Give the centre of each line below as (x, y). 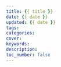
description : (22, 50)
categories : (20, 33)
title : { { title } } (30, 11)
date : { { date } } (27, 17)
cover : (14, 38)
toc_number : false (28, 55)
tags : (12, 28)
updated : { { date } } (31, 22)
